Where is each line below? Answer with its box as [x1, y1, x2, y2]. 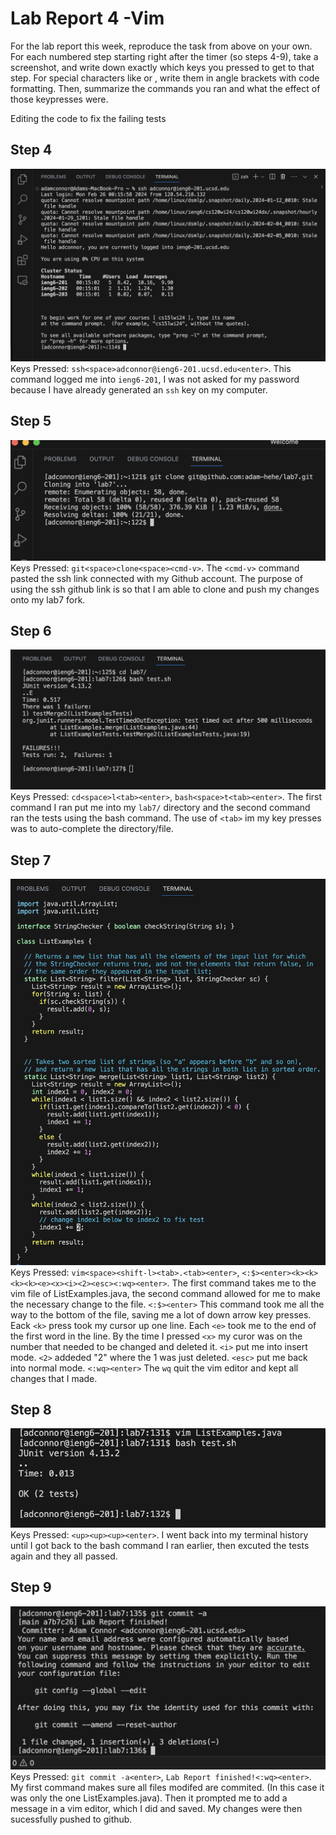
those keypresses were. [10, 93, 109, 105]
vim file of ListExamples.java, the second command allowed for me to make [10, 1287, 321, 1299]
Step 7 [10, 852, 52, 869]
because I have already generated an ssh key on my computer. [10, 383, 268, 396]
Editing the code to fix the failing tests [10, 112, 167, 124]
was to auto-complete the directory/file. [10, 823, 174, 835]
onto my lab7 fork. [10, 593, 86, 606]
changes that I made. [10, 1372, 98, 1384]
